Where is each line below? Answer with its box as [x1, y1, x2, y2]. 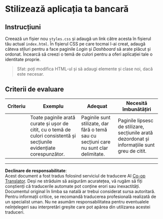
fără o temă [81, 126, 108, 133]
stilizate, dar [81, 120, 109, 127]
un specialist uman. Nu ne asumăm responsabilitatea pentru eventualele [5, 199, 149, 204]
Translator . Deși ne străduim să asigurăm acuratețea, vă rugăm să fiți [5, 178, 143, 184]
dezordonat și [118, 135, 149, 142]
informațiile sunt [118, 141, 155, 148]
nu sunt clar [81, 144, 108, 151]
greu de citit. [118, 147, 147, 154]
